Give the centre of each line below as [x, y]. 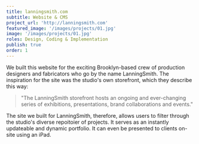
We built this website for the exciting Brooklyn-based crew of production [96, 67]
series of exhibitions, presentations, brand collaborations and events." [107, 104]
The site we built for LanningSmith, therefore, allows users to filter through [98, 115]
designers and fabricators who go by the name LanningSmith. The [88, 73]
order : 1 [17, 51]
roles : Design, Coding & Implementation [57, 39]
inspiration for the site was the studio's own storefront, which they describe [99, 80]
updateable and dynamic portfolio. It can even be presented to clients [92, 128]
